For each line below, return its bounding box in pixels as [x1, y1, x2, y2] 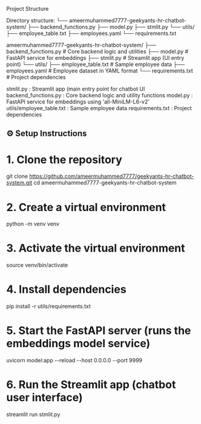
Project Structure [6, 5, 49, 12]
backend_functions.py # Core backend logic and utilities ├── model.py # [6, 48, 189, 55]
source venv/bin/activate [6, 261, 68, 269]
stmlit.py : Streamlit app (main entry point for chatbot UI [6, 85, 145, 93]
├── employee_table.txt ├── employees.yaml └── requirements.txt [6, 30, 177, 37]
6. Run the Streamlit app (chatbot [6, 378, 176, 392]
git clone [6, 172, 28, 180]
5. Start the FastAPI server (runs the [6, 324, 191, 338]
